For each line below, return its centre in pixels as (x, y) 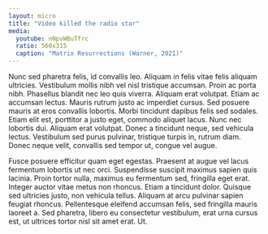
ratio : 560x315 (41, 46)
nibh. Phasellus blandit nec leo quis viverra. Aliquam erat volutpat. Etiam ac (134, 94)
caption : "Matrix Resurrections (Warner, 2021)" (99, 53)
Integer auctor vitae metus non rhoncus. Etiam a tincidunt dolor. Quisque (130, 187)
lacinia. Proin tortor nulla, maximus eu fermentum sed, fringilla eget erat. (129, 178)
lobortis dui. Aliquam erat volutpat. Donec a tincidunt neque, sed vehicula (131, 128)
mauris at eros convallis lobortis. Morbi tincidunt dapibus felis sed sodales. (133, 111)
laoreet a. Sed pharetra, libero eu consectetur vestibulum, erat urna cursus (133, 213)
